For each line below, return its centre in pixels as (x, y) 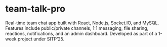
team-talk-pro (35, 9)
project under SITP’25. (41, 39)
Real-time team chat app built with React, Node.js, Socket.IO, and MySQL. (82, 23)
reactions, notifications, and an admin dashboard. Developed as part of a (81, 33)
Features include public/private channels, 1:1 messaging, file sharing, (77, 28)
